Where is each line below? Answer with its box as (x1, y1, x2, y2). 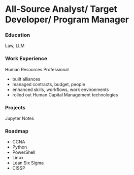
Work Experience (5, 55, 48, 62)
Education (5, 32, 31, 39)
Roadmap (5, 128, 29, 134)
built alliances (12, 76, 40, 82)
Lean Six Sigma (12, 160, 44, 166)
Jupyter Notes (5, 115, 34, 122)
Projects (5, 104, 26, 111)
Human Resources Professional (5, 66, 69, 72)
